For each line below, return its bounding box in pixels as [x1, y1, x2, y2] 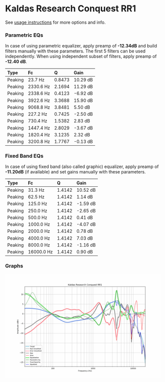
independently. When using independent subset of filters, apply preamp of [5, 53, 157, 59]
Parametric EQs [5, 32, 43, 39]
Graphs [5, 262, 23, 269]
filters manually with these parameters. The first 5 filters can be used [5, 48, 146, 54]
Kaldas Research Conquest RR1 [5, 3, 136, 14]
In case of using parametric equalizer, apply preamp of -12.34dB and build [5, 43, 157, 49]
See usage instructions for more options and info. [5, 19, 106, 25]
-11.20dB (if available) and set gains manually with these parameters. [5, 169, 146, 175]
